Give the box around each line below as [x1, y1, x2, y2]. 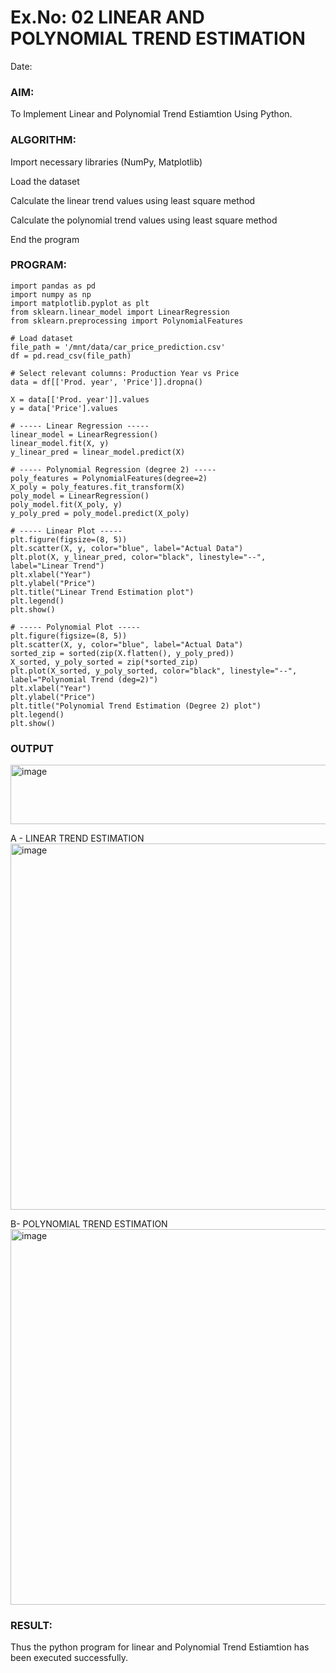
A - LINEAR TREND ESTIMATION [10, 832, 145, 845]
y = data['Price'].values [10, 403, 118, 413]
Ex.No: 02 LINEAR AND [10, 6, 205, 29]
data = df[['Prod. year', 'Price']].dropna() [10, 377, 203, 387]
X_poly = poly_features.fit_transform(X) [10, 482, 186, 492]
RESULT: [10, 1619, 53, 1633]
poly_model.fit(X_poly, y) [10, 499, 123, 510]
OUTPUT [10, 741, 54, 755]
